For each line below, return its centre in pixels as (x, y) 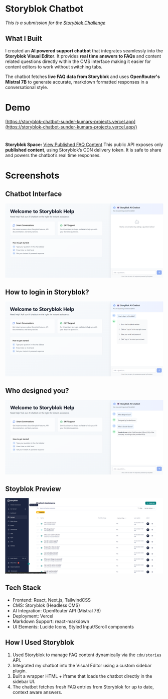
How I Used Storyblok (40, 643)
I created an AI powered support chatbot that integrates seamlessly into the (84, 50)
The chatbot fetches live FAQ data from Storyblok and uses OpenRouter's (83, 77)
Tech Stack (23, 588)
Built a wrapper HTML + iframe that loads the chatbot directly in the (82, 676)
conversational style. (27, 87)
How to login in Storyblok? (47, 292)
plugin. (20, 671)
